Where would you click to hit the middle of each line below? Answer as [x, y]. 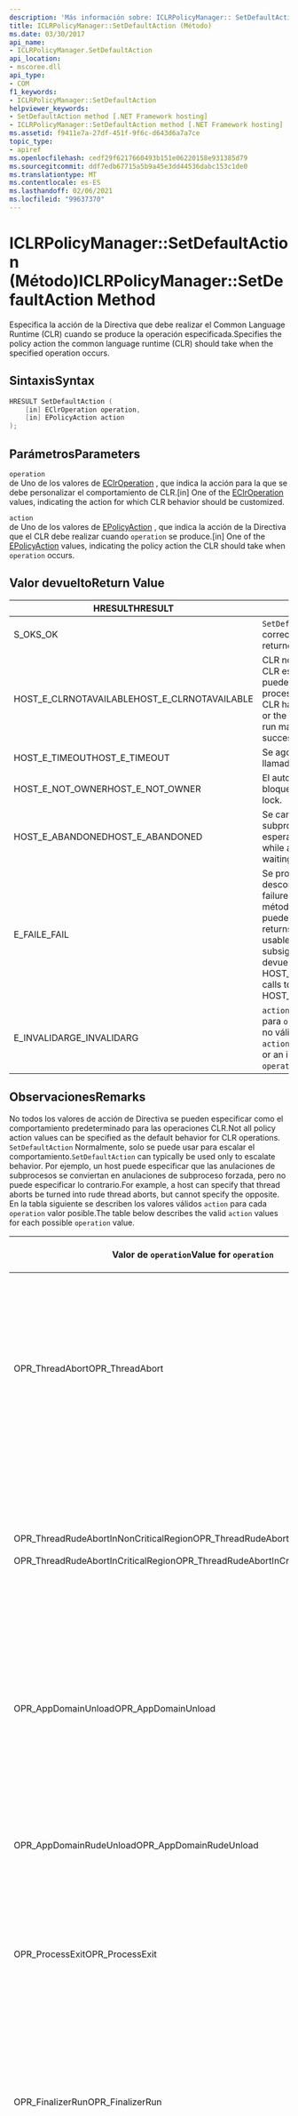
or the [274, 715]
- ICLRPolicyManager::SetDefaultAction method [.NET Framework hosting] [146, 125]
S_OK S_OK [36, 634]
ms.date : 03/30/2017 [47, 34]
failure [275, 895]
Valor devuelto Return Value [87, 583]
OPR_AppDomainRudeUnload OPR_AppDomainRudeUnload [136, 1845]
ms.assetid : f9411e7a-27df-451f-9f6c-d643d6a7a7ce [105, 133]
